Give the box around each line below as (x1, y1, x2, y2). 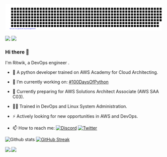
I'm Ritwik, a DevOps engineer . (5, 60, 70, 66)
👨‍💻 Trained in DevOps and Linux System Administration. (12, 104, 128, 109)
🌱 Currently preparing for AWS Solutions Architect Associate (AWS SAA (12, 89, 159, 95)
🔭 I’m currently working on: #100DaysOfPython (12, 79, 109, 85)
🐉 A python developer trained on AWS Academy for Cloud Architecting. (12, 69, 158, 75)
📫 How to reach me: (12, 125, 55, 131)
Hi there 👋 (5, 49, 30, 55)
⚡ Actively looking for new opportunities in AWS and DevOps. (12, 113, 138, 119)
